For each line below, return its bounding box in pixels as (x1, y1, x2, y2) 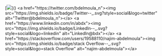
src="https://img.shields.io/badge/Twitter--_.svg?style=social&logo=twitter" (5, 10, 158, 16)
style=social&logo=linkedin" (5, 31, 61, 36)
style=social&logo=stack (5, 46, 55, 51)
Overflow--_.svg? (86, 41, 121, 46)
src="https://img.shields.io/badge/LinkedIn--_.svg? (5, 25, 108, 31)
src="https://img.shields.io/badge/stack (5, 41, 85, 46)
